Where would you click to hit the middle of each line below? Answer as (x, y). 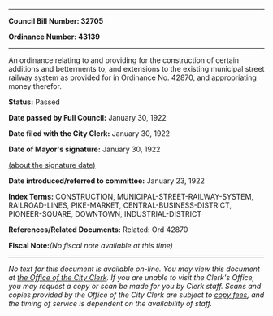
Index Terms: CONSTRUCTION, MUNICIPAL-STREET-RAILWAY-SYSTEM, (131, 197)
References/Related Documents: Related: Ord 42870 (98, 230)
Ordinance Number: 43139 (54, 37)
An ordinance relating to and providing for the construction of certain (124, 60)
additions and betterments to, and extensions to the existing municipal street (136, 69)
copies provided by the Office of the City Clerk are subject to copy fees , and (136, 295)
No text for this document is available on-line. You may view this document (134, 269)
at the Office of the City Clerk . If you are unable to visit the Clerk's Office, (132, 277)
